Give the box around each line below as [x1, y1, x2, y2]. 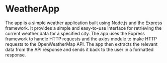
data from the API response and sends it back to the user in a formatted [5, 46, 154, 52]
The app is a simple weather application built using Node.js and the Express [5, 20, 162, 26]
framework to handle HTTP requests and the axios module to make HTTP [5, 36, 157, 42]
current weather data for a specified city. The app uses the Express [5, 30, 145, 36]
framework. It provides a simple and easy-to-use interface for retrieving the [5, 25, 162, 31]
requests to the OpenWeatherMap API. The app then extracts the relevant [5, 41, 157, 47]
